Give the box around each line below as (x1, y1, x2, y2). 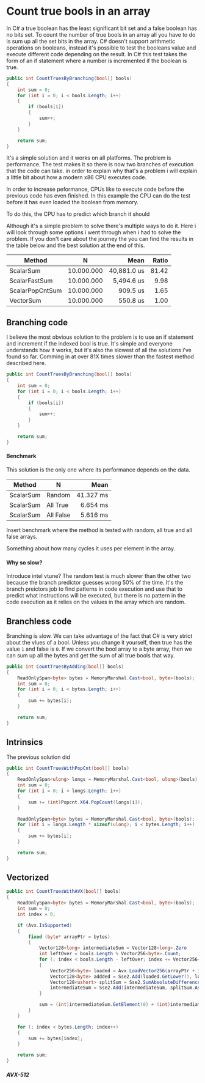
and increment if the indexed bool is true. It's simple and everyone (6, 340, 173, 347)
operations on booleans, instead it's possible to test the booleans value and (6, 44, 196, 51)
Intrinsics (6, 737, 43, 747)
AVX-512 (6, 1071, 29, 1078)
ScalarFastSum (9, 276, 53, 285)
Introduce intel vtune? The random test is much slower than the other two (6, 572, 191, 580)
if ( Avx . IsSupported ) (17, 922, 72, 928)
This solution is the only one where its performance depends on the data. (6, 466, 191, 473)
